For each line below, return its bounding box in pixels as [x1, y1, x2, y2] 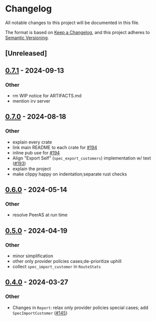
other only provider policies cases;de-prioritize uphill [12, 258, 121, 264]
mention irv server [12, 98, 50, 104]
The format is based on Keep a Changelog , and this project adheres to [5, 29, 150, 35]
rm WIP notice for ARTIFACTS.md [12, 93, 81, 99]
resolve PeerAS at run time [12, 212, 67, 218]
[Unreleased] [5, 49, 47, 58]
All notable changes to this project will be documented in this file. [5, 20, 140, 26]
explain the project [12, 166, 51, 172]
